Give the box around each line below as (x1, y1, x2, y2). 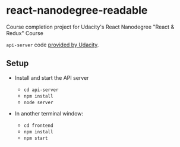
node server (23, 99, 53, 105)
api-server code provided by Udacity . (6, 41, 99, 48)
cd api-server (23, 87, 59, 93)
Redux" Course (6, 29, 43, 36)
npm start (23, 135, 49, 141)
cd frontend (23, 123, 53, 129)
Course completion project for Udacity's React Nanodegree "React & (6, 23, 175, 30)
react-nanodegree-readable (6, 4, 148, 17)
